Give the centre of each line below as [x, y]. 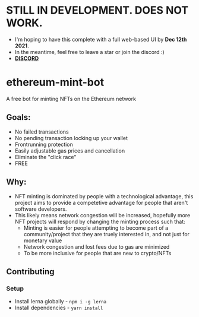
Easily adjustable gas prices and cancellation [70, 150]
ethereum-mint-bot [55, 82]
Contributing [30, 272]
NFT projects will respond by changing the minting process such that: [100, 221]
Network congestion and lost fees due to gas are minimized [97, 246]
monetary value [43, 240]
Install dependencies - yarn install [59, 308]
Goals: [18, 117]
